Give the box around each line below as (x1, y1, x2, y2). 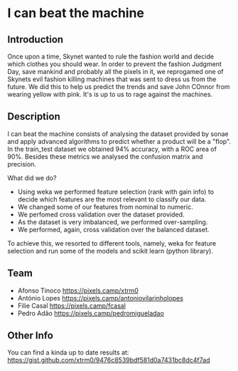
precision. (7, 160, 37, 168)
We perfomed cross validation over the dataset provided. (17, 210, 185, 219)
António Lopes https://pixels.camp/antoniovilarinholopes (17, 293, 183, 302)
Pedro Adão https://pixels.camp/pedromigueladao (17, 308, 165, 318)
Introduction (7, 33, 64, 46)
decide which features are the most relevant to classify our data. (17, 194, 207, 204)
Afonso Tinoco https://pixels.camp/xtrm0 (17, 286, 139, 295)
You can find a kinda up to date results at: (7, 348, 129, 357)
